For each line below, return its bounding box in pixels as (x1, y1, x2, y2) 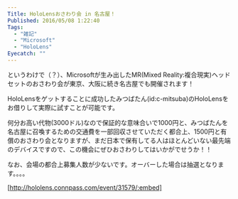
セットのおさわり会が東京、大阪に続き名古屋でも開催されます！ (7, 79, 194, 87)
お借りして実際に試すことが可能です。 (7, 103, 119, 112)
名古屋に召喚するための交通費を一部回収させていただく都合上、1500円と (7, 127, 221, 136)
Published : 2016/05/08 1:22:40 (7, 17, 100, 24)
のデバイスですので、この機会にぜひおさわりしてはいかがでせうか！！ (7, 145, 212, 154)
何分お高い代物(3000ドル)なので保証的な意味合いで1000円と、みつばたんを (7, 118, 229, 127)
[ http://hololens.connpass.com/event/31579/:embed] (7, 183, 162, 192)
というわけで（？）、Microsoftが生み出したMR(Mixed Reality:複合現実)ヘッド (7, 70, 231, 79)
